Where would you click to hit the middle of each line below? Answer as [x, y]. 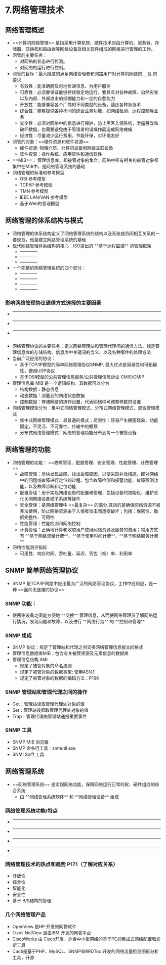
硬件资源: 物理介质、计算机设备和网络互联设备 [66, 148]
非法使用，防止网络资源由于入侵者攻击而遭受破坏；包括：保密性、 [87, 511]
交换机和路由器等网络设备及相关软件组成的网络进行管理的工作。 [90, 49]
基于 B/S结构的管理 [32, 901]
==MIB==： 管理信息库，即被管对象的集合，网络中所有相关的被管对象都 [85, 160]
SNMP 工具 [19, 730]
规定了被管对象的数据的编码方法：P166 [59, 678]
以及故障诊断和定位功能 [52, 486]
